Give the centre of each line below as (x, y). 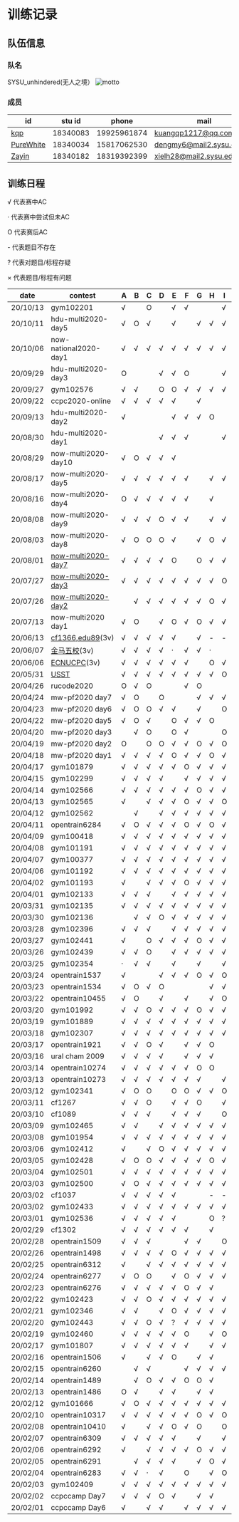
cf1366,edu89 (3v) (83, 637)
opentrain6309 (76, 1438)
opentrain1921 (76, 1044)
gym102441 (72, 940)
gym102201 (72, 307)
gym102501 (72, 1172)
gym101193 (72, 882)
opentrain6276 (76, 1288)
